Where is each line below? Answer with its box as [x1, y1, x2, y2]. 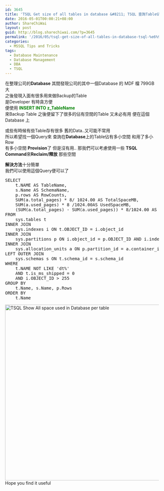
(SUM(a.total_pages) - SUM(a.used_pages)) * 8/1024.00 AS [15, 207, 157, 212]
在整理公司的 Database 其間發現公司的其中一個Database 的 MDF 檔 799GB [5, 80, 155, 86]
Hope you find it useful [5, 480, 51, 486]
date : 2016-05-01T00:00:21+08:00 [5, 16, 73, 21]
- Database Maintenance [9, 52, 58, 58]
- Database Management [9, 57, 56, 62]
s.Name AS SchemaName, [15, 187, 70, 193]
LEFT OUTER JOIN [5, 251, 44, 256]
